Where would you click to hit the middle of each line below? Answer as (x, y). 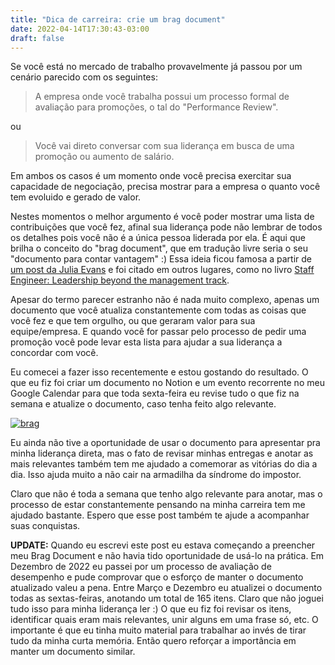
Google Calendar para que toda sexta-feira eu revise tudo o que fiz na (155, 393)
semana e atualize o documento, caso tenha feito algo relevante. (143, 404)
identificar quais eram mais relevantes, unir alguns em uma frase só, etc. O (164, 620)
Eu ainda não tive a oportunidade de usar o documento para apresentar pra (165, 443)
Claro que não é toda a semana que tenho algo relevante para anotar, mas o (166, 494)
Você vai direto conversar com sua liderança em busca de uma (164, 146)
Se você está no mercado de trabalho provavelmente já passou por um (156, 67)
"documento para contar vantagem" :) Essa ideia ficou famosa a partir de (161, 259)
